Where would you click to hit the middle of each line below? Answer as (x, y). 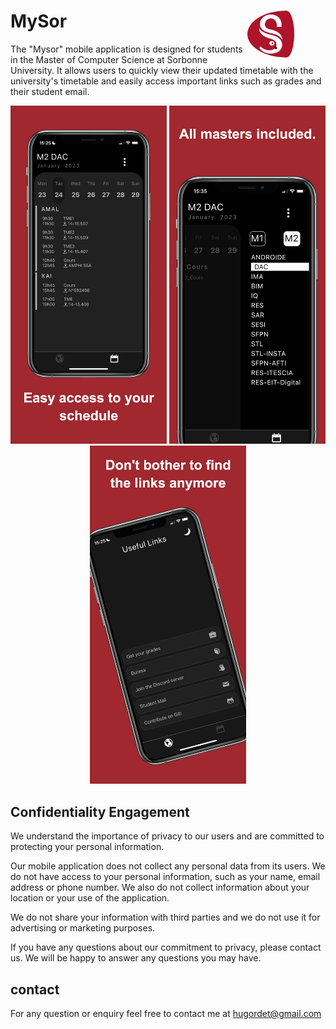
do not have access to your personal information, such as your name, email (165, 877)
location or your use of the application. (90, 898)
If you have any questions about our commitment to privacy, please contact (166, 947)
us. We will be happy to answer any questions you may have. (136, 958)
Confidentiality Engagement (100, 811)
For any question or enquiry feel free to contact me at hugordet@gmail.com (166, 1013)
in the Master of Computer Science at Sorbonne (109, 59)
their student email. (50, 91)
